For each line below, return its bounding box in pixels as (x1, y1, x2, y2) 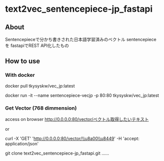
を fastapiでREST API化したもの (5, 43, 70, 48)
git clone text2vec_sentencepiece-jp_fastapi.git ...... (5, 150, 109, 156)
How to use (5, 57, 40, 66)
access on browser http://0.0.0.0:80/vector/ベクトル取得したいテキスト (5, 116, 149, 122)
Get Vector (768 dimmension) (5, 104, 77, 111)
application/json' (5, 140, 39, 146)
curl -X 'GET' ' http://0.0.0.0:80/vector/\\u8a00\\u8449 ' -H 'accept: (5, 136, 140, 141)
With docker (5, 72, 35, 79)
